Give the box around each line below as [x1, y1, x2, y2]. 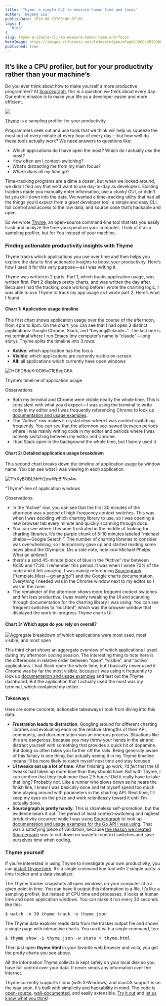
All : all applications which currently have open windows [12, 358, 126, 364]
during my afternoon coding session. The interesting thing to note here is [5, 652, 154, 658]
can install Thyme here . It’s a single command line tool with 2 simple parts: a [5, 865, 161, 871]
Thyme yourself [5, 849, 44, 856]
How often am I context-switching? [12, 158, 84, 164]
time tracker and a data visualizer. [5, 871, 74, 877]
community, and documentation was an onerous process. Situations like [12, 731, 159, 738]
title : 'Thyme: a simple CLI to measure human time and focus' [5, 7, 138, 12]
